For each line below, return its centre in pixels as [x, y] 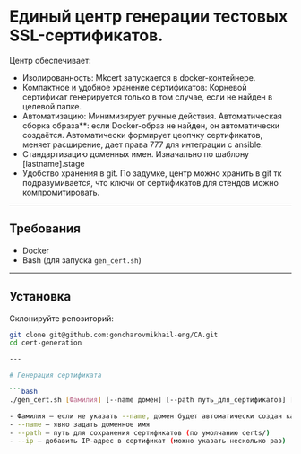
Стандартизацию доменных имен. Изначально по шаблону [135, 153]
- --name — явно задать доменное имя [80, 424]
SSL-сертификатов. [86, 35]
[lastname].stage [53, 163]
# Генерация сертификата [56, 375]
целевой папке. [52, 106]
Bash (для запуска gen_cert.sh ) [82, 260]
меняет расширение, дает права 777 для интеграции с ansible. [142, 144]
